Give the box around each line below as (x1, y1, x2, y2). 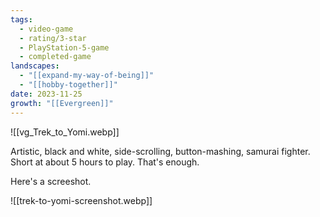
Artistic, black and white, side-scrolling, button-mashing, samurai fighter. (10, 145, 311, 157)
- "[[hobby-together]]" (19, 80, 118, 90)
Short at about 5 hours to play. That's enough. (10, 156, 200, 168)
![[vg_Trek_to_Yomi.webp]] (10, 126, 120, 138)
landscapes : (10, 61, 60, 71)
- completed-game (19, 52, 92, 62)
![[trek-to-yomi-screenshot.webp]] (10, 194, 153, 206)
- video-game (19, 24, 74, 34)
